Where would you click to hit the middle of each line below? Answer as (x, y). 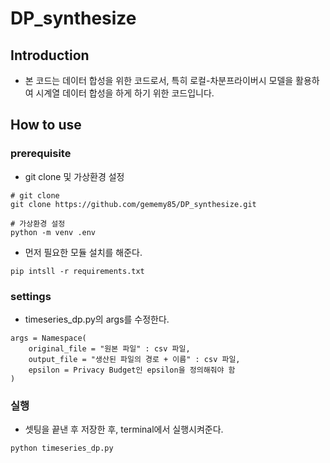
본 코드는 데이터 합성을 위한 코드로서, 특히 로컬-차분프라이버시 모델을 (159, 80)
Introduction (50, 55)
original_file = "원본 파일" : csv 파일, (109, 348)
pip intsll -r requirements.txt (77, 271)
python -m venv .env (53, 232)
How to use (46, 125)
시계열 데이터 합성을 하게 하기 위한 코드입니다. (125, 93)
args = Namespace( (48, 338)
